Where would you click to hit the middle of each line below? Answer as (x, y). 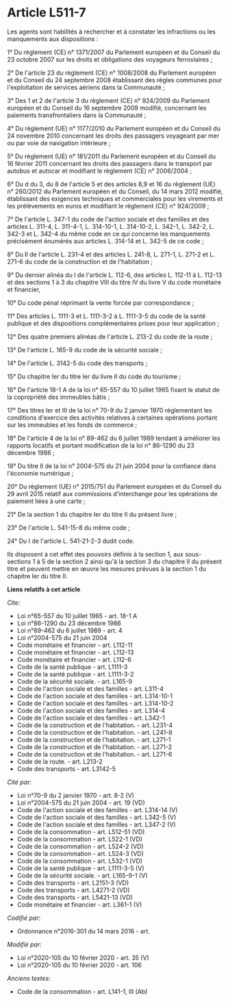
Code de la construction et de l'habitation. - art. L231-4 (95, 725)
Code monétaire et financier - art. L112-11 (75, 645)
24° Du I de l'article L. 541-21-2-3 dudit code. (71, 541)
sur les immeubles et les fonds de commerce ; (72, 425)
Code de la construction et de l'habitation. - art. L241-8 (94, 732)
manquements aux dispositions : (53, 38)
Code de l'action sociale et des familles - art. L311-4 (90, 688)
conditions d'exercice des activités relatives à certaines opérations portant (112, 417)
